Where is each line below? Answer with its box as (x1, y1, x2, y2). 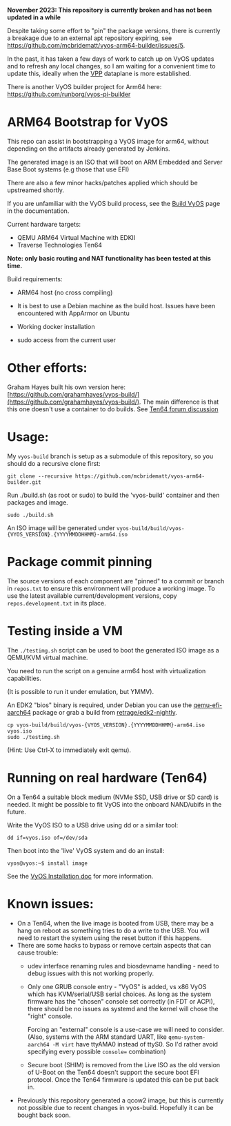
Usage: (7, 429, 50, 445)
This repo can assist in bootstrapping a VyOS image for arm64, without (7, 137, 209, 145)
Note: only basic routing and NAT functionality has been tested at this (7, 254, 212, 262)
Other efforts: (7, 360, 88, 376)
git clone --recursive (7, 473, 72, 480)
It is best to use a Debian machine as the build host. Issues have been (17, 301, 216, 310)
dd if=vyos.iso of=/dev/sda (7, 834, 88, 841)
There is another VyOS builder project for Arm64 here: (7, 83, 162, 91)
